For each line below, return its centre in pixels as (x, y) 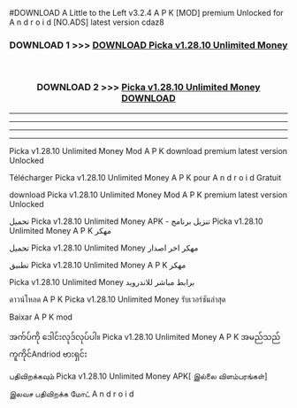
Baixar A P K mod (41, 317)
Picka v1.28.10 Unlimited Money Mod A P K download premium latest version (148, 150)
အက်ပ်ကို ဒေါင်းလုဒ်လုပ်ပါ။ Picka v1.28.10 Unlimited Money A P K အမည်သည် (145, 336)
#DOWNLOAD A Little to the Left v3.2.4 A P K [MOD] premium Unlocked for (147, 13)
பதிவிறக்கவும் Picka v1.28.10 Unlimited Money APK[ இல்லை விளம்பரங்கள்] (138, 376)
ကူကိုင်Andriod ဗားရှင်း (48, 354)
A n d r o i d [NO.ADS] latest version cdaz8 (87, 22)
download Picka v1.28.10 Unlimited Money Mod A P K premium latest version (148, 195)
